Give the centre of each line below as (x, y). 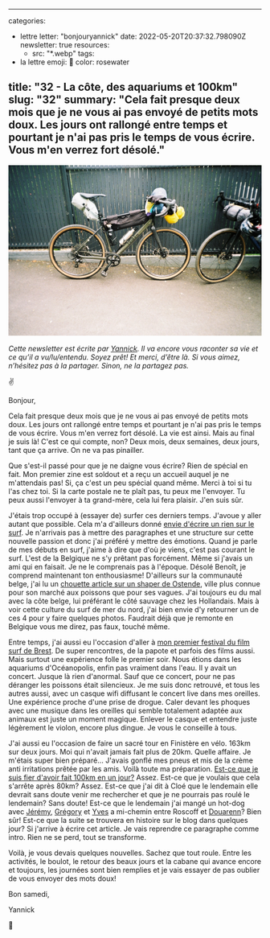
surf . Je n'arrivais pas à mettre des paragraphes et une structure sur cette (131, 533)
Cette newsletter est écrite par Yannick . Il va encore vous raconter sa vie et (133, 348)
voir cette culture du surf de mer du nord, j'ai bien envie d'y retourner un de (134, 609)
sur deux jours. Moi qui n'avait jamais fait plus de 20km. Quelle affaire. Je (130, 752)
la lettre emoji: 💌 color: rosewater (75, 62)
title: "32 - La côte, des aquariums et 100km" (123, 87)
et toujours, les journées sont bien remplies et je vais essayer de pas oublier (134, 870)
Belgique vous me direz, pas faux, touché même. (89, 627)
